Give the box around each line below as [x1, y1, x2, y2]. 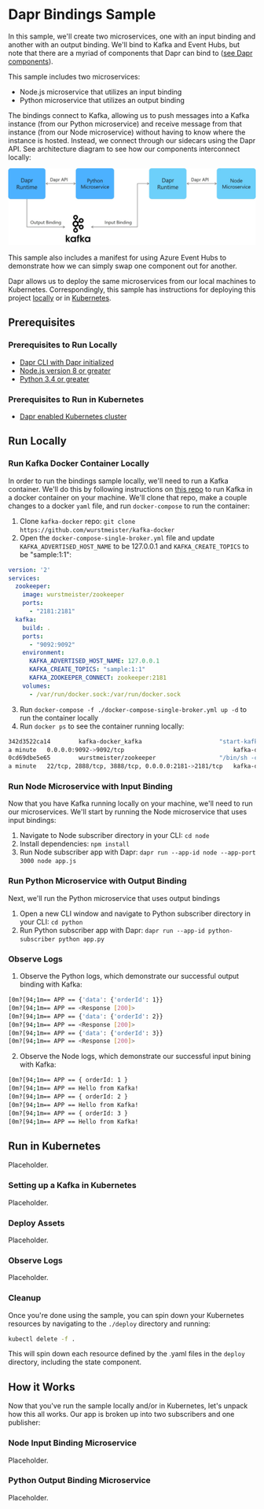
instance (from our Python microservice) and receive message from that [8, 119, 242, 128]
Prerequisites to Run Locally [8, 340, 118, 351]
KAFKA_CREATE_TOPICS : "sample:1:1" [28, 666, 146, 673]
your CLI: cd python [19, 917, 83, 926]
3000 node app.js [19, 858, 77, 865]
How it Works [8, 1380, 75, 1393]
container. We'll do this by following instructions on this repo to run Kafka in [8, 484, 253, 493]
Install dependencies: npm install [19, 839, 130, 849]
